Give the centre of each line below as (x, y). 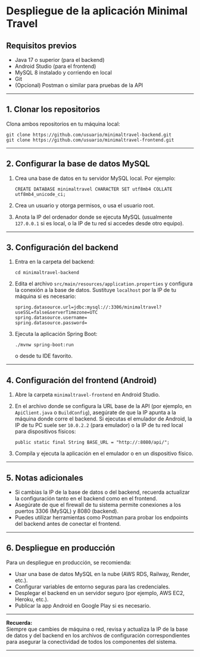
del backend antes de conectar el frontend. (68, 524)
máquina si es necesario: (45, 297)
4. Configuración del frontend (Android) (82, 380)
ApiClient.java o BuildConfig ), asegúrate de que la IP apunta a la (96, 413)
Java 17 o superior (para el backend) (60, 60)
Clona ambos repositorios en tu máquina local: (63, 124)
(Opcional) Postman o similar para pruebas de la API (79, 85)
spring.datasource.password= (51, 323)
